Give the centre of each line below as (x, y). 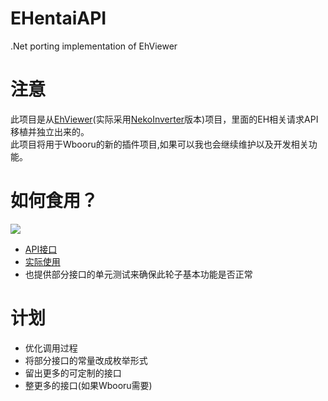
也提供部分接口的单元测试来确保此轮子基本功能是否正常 (138, 274)
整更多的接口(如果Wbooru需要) (88, 385)
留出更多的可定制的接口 (73, 373)
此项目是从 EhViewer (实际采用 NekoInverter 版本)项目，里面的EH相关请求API (164, 119)
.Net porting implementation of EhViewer (94, 46)
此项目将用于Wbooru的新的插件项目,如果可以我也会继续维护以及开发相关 (159, 144)
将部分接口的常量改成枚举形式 (86, 360)
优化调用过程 (51, 348)
